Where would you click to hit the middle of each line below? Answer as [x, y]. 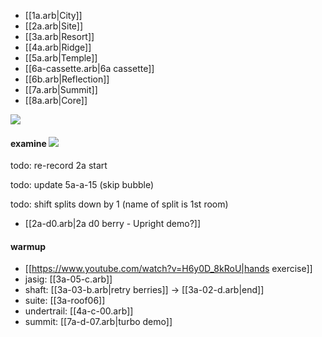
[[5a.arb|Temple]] [61, 58]
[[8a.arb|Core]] [56, 100]
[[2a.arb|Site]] [54, 26]
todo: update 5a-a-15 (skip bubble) [82, 185]
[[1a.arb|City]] [53, 15]
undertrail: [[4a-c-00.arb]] [79, 311]
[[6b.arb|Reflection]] [67, 79]
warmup [28, 246]
